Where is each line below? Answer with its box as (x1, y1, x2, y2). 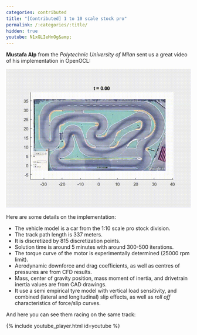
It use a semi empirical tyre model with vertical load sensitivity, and (14, 287, 177, 295)
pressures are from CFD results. (14, 269, 92, 276)
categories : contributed (6, 9, 67, 15)
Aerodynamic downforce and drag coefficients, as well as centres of (14, 262, 180, 269)
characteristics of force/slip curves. (14, 300, 101, 307)
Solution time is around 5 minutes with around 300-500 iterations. (14, 243, 174, 251)
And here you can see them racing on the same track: (6, 311, 136, 318)
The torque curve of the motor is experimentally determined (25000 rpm (14, 250, 190, 257)
